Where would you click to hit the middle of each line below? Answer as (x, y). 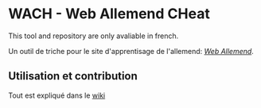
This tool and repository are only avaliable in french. (93, 36)
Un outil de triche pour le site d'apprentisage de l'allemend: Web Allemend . (131, 51)
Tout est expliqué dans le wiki (57, 95)
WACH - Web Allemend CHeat (109, 14)
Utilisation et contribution (73, 76)
